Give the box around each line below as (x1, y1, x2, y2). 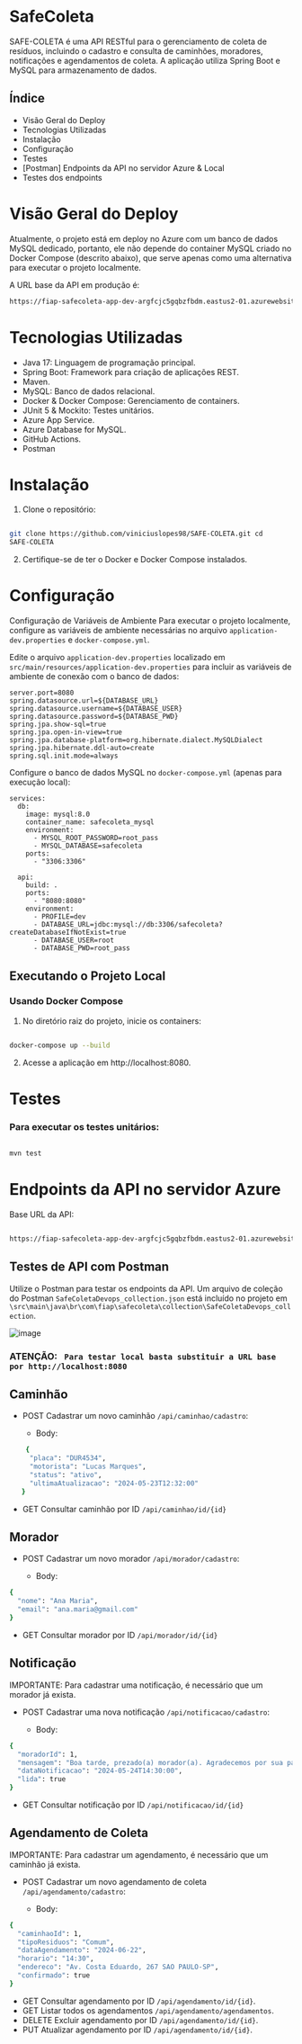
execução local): (9, 776, 71, 788)
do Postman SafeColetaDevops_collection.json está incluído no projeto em (9, 1293, 288, 1304)
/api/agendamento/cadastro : (22, 1886, 126, 1896)
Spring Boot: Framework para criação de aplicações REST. (22, 366, 240, 377)
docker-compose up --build (9, 1041, 111, 1050)
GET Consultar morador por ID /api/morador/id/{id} (22, 1629, 218, 1640)
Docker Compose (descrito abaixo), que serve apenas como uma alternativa (9, 252, 292, 263)
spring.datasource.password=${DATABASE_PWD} (9, 713, 179, 722)
